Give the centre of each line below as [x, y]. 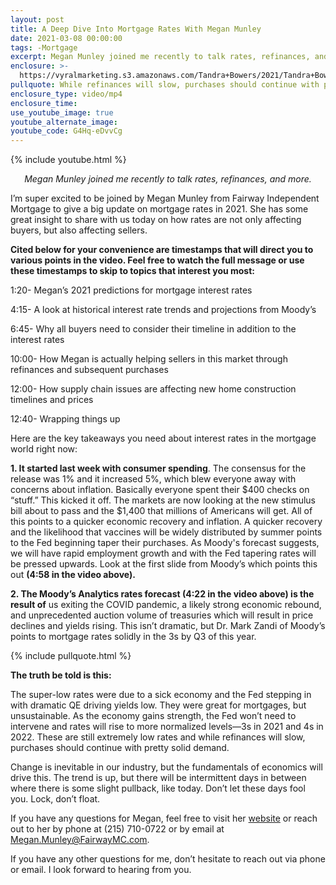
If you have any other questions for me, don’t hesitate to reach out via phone [168, 859]
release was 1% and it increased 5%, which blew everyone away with [153, 479]
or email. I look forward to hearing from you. [101, 870]
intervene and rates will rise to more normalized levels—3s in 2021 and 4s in [167, 727]
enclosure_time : [44, 103]
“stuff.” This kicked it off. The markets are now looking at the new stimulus [163, 500]
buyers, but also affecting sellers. [79, 230]
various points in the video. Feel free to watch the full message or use [157, 260]
